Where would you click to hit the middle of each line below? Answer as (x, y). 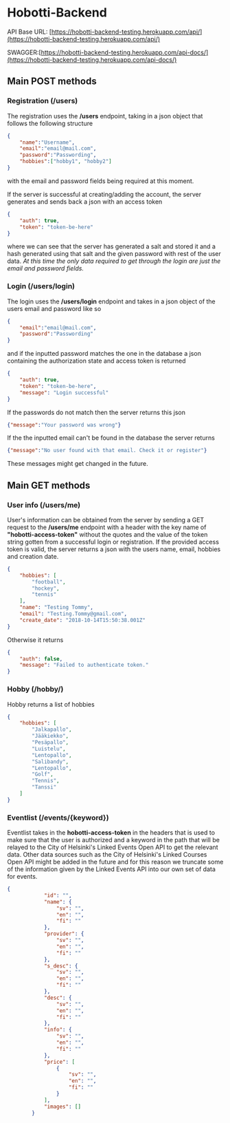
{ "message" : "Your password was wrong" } (64, 425)
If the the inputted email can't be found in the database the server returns (111, 438)
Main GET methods (49, 485)
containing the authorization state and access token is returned (97, 361)
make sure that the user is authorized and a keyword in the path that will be (113, 840)
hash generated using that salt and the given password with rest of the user (114, 254)
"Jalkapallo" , (52, 730)
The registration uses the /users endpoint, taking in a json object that (105, 116)
